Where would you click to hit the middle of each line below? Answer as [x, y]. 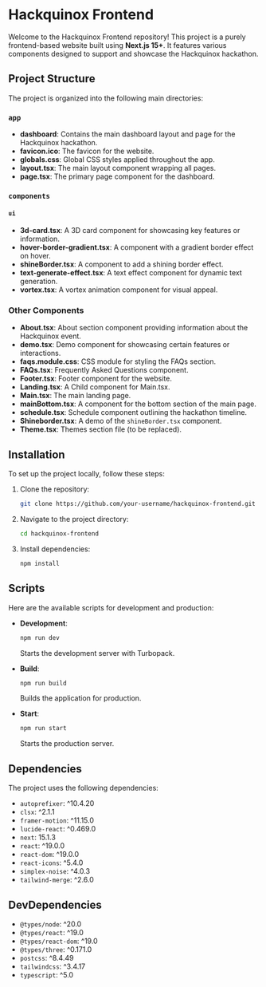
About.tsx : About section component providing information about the [134, 328]
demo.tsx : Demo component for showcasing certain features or [125, 345]
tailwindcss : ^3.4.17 [53, 966]
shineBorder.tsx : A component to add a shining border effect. [121, 264]
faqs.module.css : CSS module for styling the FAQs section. [118, 361]
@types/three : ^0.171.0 [56, 949]
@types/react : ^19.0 [51, 932]
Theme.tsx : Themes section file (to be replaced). [100, 429]
